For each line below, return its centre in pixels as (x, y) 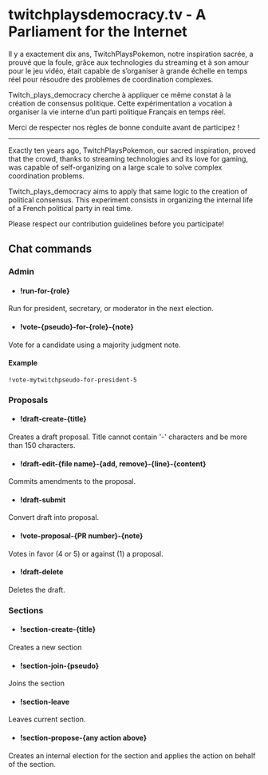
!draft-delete (41, 572)
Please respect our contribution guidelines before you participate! (116, 224)
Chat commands (50, 249)
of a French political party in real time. (71, 208)
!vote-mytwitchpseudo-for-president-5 (73, 380)
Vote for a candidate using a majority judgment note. (95, 345)
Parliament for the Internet (98, 32)
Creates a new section (45, 647)
